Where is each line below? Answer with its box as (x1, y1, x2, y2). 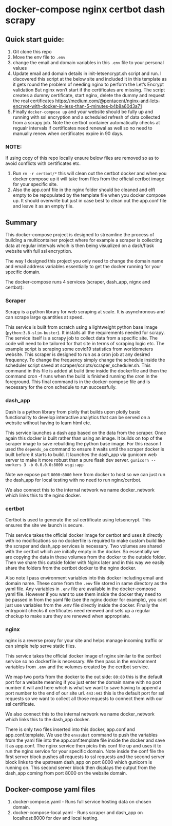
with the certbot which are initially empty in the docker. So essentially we (5, 549, 160, 554)
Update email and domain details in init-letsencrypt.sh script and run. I (12, 70, 162, 77)
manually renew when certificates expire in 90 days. (12, 130, 124, 137)
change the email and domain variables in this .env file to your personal (12, 60, 164, 65)
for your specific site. (12, 181, 58, 187)
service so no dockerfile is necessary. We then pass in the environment (5, 659, 157, 665)
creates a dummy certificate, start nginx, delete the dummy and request (12, 92, 165, 98)
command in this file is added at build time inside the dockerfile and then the (5, 368, 167, 374)
